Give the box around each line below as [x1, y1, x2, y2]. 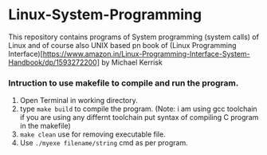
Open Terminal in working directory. [19, 96, 138, 105]
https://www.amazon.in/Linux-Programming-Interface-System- [42, 49, 251, 58]
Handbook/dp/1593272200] [8, 58, 100, 67]
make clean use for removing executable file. [19, 129, 166, 139]
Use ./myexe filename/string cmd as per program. [19, 138, 189, 148]
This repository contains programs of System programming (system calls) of [8, 32, 259, 42]
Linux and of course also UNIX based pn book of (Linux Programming [8, 40, 237, 50]
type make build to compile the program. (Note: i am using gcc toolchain [19, 104, 257, 113]
